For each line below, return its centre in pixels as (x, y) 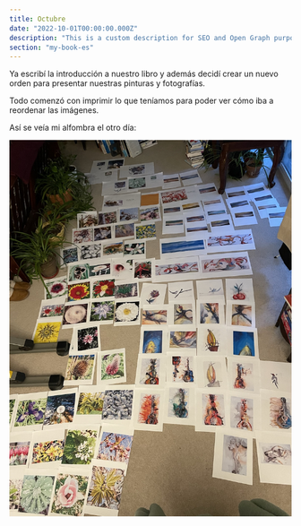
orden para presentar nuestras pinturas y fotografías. (107, 83)
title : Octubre (38, 19)
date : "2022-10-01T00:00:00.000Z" (74, 28)
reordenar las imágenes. (54, 110)
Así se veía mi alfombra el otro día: (73, 128)
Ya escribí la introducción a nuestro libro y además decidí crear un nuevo (144, 74)
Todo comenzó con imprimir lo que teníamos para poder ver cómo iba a (142, 101)
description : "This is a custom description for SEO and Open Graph (140, 38)
